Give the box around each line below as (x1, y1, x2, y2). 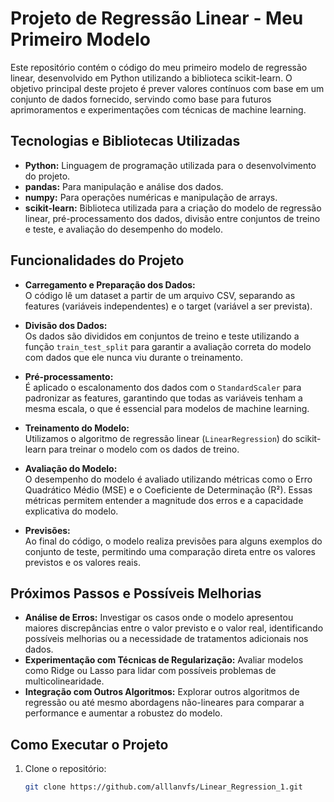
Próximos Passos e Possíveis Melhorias (10, 585, 262, 602)
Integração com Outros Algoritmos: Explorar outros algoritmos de (24, 686, 300, 698)
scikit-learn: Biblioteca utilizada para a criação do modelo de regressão (24, 202, 322, 214)
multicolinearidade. (24, 675, 105, 687)
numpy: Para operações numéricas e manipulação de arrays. (24, 191, 278, 203)
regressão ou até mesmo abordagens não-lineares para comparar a (24, 697, 305, 709)
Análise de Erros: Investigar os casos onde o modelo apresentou (24, 612, 294, 624)
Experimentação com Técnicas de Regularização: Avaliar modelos (24, 654, 304, 666)
